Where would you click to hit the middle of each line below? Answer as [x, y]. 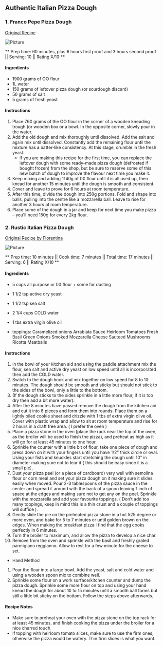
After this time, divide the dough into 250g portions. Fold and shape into [84, 194]
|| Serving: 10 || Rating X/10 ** [35, 57]
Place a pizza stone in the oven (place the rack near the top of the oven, [84, 431]
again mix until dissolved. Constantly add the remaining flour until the [81, 142]
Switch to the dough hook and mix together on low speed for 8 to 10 [80, 379]
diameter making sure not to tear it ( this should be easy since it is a [80, 462]
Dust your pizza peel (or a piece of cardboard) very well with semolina [82, 473]
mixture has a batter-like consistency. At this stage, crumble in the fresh [84, 147]
